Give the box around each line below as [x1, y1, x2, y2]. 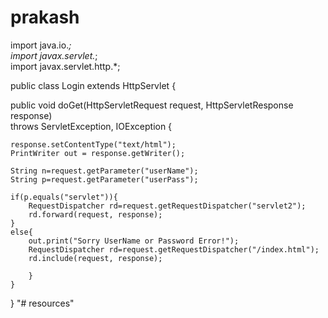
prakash [10, 6, 80, 29]
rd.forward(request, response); [28, 209, 163, 220]
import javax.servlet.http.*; [10, 60, 121, 72]
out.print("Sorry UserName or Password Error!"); [28, 236, 240, 246]
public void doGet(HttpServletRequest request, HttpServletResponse [10, 99, 294, 111]
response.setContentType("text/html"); [10, 139, 177, 150]
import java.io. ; [10, 39, 72, 51]
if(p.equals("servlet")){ [10, 192, 118, 202]
